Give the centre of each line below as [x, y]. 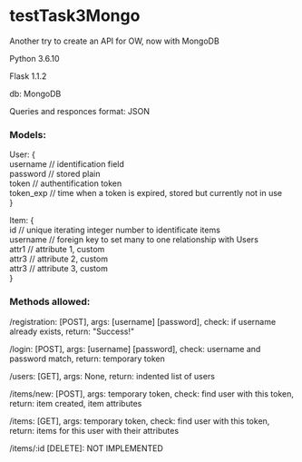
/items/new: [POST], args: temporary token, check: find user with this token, [152, 393]
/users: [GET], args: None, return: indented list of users [112, 376]
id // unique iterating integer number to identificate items [115, 230]
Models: [28, 134]
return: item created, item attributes [76, 403]
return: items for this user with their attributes [94, 430]
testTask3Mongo [75, 16]
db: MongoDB [35, 93]
